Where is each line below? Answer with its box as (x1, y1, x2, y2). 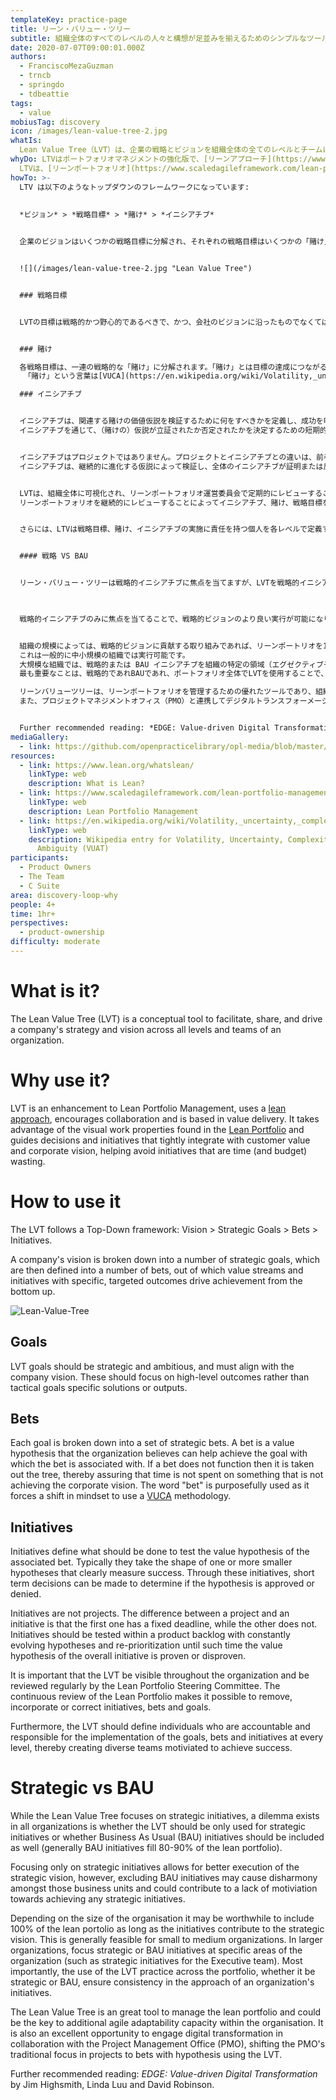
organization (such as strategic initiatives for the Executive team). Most (10, 1955, 303, 1967)
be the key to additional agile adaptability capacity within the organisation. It (10, 2017, 324, 2029)
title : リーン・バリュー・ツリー (10, 24, 132, 34)
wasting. (10, 1155, 46, 1167)
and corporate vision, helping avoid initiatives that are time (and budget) (10, 1144, 308, 1156)
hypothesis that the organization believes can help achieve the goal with (10, 1447, 308, 1460)
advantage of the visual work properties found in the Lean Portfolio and (10, 1123, 305, 1135)
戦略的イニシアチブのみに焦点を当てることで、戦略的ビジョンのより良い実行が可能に (19, 614, 317, 624)
